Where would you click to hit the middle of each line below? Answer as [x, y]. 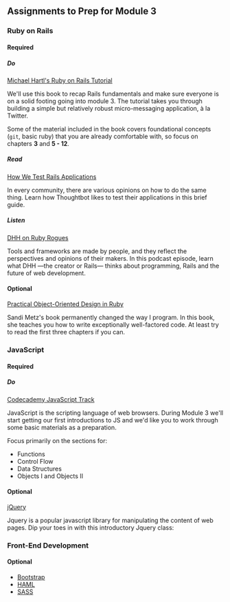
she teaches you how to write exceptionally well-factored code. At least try [113, 325]
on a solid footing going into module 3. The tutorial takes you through [105, 101]
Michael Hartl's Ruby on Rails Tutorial [60, 80]
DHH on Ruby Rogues [38, 237]
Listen [16, 220]
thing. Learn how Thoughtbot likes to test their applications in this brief [107, 197]
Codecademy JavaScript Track [51, 399]
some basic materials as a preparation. [62, 427]
